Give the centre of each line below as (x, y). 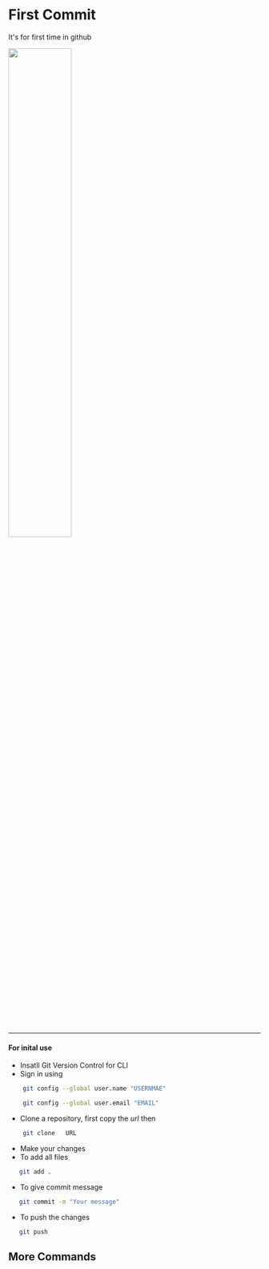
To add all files (44, 1157)
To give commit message (61, 1187)
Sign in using (41, 1074)
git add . (35, 1172)
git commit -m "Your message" (69, 1202)
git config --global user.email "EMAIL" (91, 1103)
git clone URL (50, 1133)
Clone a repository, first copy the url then (88, 1118)
